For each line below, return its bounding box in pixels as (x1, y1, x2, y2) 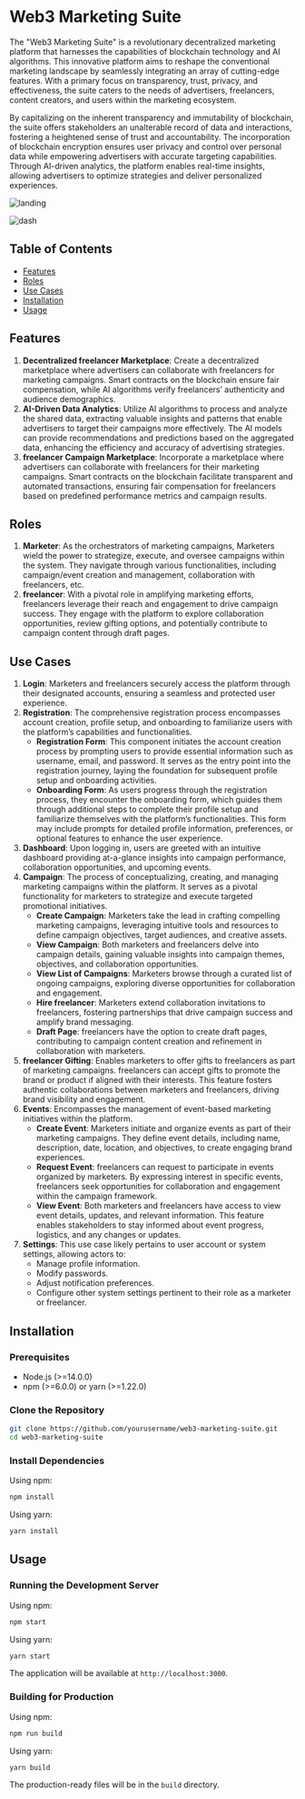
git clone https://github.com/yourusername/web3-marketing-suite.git (9, 1424, 279, 1434)
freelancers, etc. (22, 580, 84, 591)
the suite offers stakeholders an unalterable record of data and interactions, (9, 121, 292, 133)
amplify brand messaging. (35, 1016, 134, 1027)
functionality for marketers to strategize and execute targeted (22, 891, 253, 902)
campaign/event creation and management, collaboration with (22, 570, 256, 581)
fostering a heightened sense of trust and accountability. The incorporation (9, 131, 290, 142)
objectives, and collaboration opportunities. (35, 958, 200, 970)
